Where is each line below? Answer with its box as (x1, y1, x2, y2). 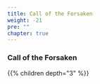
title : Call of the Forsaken (7, 10, 93, 17)
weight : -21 (7, 17, 42, 24)
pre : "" (7, 23, 30, 30)
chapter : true (7, 29, 49, 37)
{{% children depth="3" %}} (7, 69, 89, 77)
